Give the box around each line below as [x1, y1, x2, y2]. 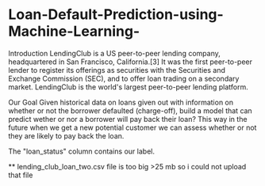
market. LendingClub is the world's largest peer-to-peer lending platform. [8, 82, 248, 92]
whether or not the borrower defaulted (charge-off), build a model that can [8, 105, 252, 116]
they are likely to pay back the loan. [8, 131, 125, 140]
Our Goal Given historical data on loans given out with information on [8, 97, 234, 107]
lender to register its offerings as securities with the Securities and [8, 65, 226, 74]
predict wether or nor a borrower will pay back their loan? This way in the [8, 114, 248, 123]
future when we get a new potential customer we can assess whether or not [8, 123, 257, 132]
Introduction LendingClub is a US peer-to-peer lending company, [8, 48, 221, 58]
